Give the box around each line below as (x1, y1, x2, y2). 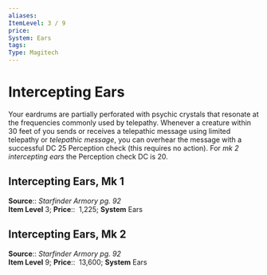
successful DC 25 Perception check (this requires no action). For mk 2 (8, 143, 239, 152)
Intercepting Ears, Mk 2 (8, 228, 127, 242)
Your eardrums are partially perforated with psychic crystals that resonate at (8, 109, 259, 119)
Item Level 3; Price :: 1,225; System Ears (8, 204, 143, 214)
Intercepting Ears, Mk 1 (8, 175, 125, 188)
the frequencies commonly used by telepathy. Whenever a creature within (8, 117, 252, 128)
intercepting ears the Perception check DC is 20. (8, 151, 169, 161)
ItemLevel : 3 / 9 (8, 19, 66, 27)
